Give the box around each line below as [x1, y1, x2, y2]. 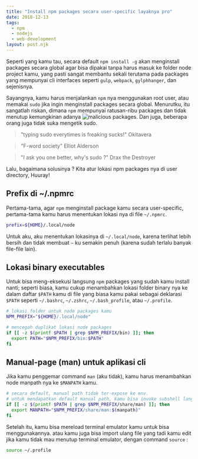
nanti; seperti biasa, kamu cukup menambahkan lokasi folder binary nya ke [6, 284, 188, 291]
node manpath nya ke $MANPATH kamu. [6, 379, 98, 386]
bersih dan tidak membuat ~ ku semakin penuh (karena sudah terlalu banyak [6, 239, 192, 246]
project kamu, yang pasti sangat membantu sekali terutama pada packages [6, 70, 189, 77]
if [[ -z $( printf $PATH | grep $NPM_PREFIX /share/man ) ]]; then [6, 402, 170, 408]
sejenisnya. [6, 83, 34, 90]
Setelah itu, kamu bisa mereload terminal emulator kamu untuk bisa [6, 423, 170, 430]
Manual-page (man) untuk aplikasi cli [6, 357, 146, 367]
